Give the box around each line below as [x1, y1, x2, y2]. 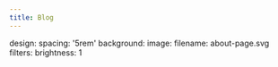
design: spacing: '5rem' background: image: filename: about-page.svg [9, 38, 270, 48]
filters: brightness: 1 [9, 46, 83, 58]
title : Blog [9, 13, 54, 22]
